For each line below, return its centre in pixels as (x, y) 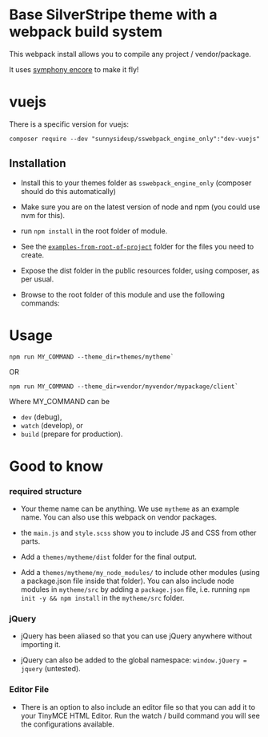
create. (32, 255)
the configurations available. (68, 724)
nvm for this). (43, 215)
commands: (40, 303)
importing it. (40, 645)
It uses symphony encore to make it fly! (74, 69)
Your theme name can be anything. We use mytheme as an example (130, 509)
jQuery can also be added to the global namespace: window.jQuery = (134, 660)
